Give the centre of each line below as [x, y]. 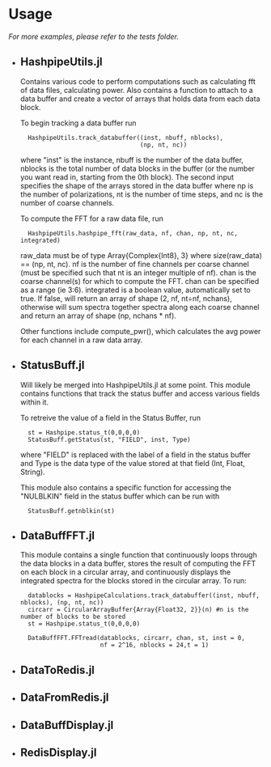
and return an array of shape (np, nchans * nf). [98, 316]
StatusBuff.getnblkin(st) [71, 511]
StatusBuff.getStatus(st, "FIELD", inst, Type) [110, 439]
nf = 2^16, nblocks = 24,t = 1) [155, 645]
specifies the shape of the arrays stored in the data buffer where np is [137, 185]
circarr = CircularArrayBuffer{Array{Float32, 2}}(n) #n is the [138, 610]
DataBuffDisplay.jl [67, 725]
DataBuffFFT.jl [57, 535]
